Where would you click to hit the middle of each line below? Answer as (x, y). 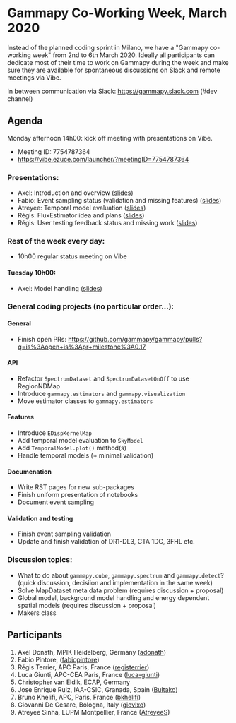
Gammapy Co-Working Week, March (117, 13)
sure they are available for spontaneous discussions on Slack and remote (114, 70)
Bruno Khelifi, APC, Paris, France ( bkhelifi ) (79, 697)
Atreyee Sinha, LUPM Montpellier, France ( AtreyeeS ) (94, 712)
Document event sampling (55, 502)
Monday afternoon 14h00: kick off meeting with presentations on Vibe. (110, 138)
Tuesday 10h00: (32, 273)
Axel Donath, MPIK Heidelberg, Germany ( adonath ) (92, 652)
